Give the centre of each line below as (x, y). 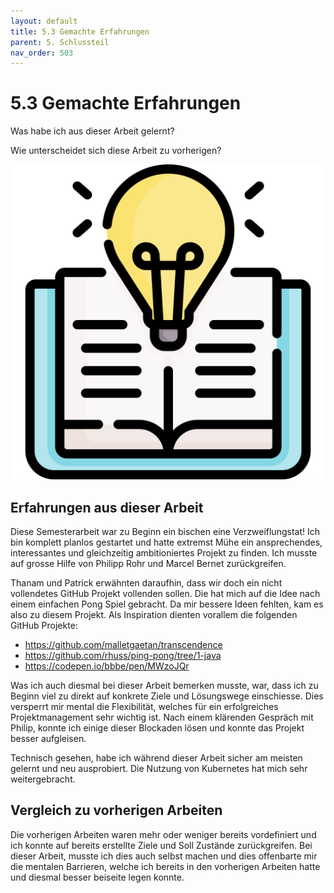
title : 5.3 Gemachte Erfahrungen (80, 31)
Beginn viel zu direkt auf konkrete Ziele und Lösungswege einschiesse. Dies (167, 696)
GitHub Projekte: (44, 625)
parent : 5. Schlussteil (60, 42)
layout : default (44, 21)
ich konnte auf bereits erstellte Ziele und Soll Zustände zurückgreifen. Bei (161, 845)
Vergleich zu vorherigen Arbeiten (116, 810)
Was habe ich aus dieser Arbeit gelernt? (92, 131)
